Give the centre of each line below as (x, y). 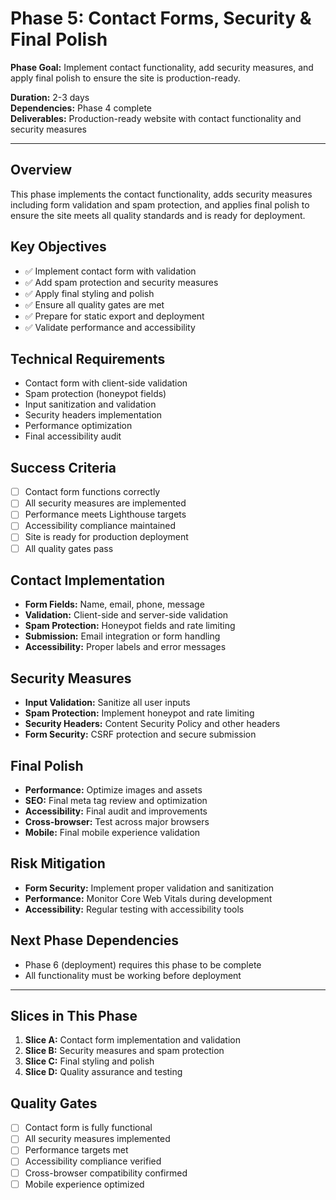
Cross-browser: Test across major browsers (117, 821)
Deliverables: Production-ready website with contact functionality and (156, 118)
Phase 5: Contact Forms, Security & (161, 18)
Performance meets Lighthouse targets (105, 514)
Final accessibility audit (73, 436)
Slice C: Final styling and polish (89, 1061)
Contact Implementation (88, 580)
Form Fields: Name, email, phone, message (114, 604)
